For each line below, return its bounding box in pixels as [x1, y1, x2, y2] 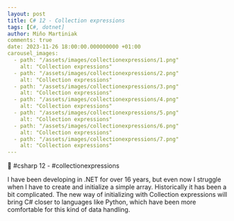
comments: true [7, 37, 52, 44]
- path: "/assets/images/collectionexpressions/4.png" [13, 96, 179, 103]
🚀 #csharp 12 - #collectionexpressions [7, 161, 120, 170]
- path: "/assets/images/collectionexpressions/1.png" [13, 57, 179, 64]
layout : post [7, 10, 46, 18]
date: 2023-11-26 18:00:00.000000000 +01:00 [7, 43, 141, 50]
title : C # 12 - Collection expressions [7, 17, 126, 24]
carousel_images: [7, 50, 59, 57]
